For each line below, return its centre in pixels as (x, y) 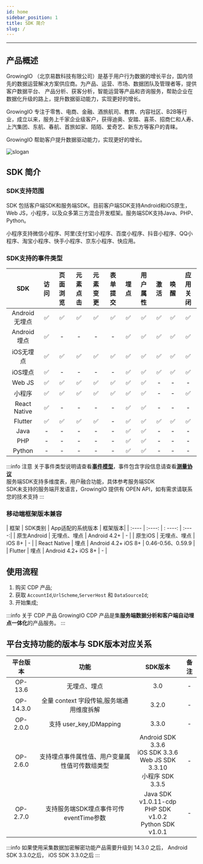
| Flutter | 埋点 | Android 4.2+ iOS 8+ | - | (57, 551)
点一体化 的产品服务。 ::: (36, 623)
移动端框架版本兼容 (34, 514)
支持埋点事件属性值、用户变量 (82, 756)
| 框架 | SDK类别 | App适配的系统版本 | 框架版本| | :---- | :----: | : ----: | (94, 528)
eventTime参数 (85, 817)
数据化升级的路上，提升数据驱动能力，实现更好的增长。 (75, 99)
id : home (17, 12)
